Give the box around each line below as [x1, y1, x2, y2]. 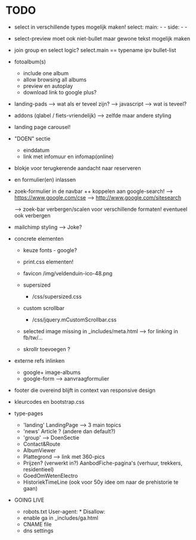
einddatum [23, 146, 50, 154]
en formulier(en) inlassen [14, 176, 76, 183]
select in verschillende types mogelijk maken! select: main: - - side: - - [14, 23, 188, 30]
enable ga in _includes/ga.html [23, 514, 99, 521]
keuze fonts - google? [23, 246, 77, 254]
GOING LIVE [14, 496, 45, 504]
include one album [23, 69, 69, 76]
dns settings [23, 527, 54, 534]
